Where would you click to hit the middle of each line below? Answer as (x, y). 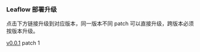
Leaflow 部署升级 (32, 9)
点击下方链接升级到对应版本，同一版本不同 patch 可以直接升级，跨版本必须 (100, 24)
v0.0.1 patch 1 (23, 43)
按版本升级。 (22, 31)
